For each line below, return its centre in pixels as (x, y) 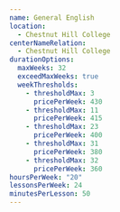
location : (28, 26)
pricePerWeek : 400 (68, 135)
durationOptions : (42, 60)
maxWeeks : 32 (42, 69)
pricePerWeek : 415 (68, 118)
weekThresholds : (48, 85)
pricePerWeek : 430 (68, 101)
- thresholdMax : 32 (62, 160)
